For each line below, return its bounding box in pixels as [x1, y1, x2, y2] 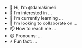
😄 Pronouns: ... [9, 33, 42, 39]
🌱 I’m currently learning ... [9, 15, 63, 21]
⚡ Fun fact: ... [9, 38, 37, 44]
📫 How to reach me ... [9, 26, 56, 31]
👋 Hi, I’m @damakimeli [9, 5, 56, 10]
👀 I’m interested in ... [9, 10, 52, 16]
